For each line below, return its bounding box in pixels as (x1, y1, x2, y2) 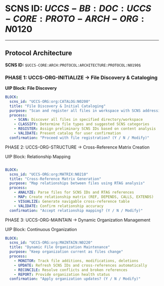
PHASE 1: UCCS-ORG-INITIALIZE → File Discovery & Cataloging (5, 74, 158, 81)
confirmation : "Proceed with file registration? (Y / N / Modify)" (9, 135, 150, 140)
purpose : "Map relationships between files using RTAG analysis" (9, 181, 145, 186)
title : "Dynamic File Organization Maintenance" (9, 245, 110, 250)
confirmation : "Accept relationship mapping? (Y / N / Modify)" (9, 208, 143, 213)
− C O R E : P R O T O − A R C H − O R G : (5, 13, 144, 24)
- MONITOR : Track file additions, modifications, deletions (14, 258, 139, 263)
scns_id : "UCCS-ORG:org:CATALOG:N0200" (9, 99, 91, 104)
